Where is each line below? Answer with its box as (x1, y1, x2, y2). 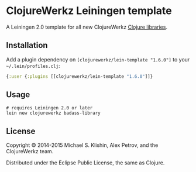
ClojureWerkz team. (6, 148, 54, 155)
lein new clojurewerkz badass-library (6, 110, 101, 116)
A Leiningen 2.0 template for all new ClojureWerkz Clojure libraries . (6, 23, 168, 30)
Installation (6, 40, 48, 50)
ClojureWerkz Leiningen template (6, 4, 172, 18)
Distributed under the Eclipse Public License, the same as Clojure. (6, 159, 165, 166)
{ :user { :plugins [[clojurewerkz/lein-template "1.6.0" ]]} (6, 73, 153, 80)
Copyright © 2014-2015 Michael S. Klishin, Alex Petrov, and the (6, 142, 159, 149)
